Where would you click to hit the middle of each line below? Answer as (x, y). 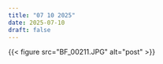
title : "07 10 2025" (42, 15)
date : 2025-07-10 (37, 23)
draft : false (30, 30)
